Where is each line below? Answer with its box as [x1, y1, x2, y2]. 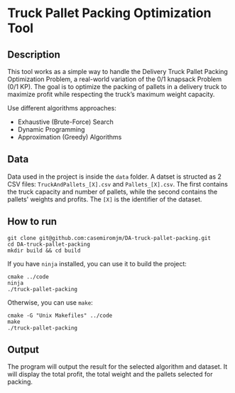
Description [7, 48, 60, 61]
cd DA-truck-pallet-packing [7, 241, 91, 248]
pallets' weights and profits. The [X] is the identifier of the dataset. [7, 194, 202, 204]
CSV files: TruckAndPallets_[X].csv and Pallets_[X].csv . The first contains [7, 179, 229, 188]
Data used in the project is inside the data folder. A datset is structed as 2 [7, 172, 222, 181]
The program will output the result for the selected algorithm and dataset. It [7, 362, 228, 371]
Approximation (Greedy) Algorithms [17, 133, 122, 141]
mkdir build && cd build [7, 247, 81, 254]
